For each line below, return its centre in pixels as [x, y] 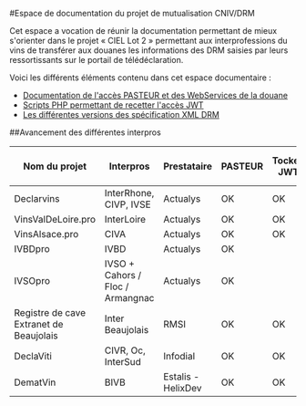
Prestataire [188, 166]
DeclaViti [33, 356]
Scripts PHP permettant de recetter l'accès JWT [113, 105]
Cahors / [123, 275]
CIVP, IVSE [128, 204]
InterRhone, [129, 193]
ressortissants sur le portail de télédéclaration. [97, 60]
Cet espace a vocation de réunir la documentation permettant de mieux [143, 31]
